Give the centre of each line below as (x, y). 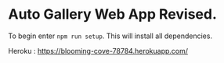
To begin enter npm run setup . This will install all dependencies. (110, 36)
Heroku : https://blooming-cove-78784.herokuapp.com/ (98, 51)
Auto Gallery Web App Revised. (112, 14)
